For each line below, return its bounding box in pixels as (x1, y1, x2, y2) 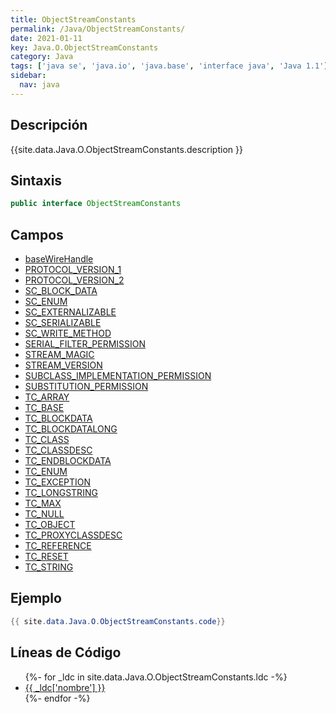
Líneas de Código (10, 644, 122, 661)
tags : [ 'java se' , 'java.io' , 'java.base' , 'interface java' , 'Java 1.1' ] (10, 61, 329, 71)
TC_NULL (24, 508, 65, 520)
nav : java (19, 80, 60, 90)
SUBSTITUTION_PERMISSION (24, 381, 149, 393)
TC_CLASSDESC (24, 444, 93, 456)
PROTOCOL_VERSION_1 (24, 264, 122, 276)
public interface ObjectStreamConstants (10, 199, 182, 209)
